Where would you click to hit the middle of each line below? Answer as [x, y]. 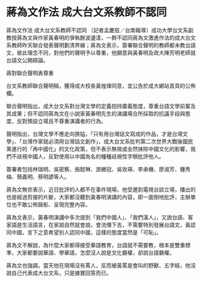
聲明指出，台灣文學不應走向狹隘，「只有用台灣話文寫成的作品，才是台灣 [94, 133]
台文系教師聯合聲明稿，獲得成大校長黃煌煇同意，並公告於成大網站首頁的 [96, 85]
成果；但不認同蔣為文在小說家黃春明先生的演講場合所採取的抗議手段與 [98, 113]
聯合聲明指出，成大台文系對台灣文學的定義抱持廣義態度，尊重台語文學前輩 [98, 106]
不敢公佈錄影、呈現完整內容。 [54, 204]
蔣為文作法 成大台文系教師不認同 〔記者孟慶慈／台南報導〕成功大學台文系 [97, 30]
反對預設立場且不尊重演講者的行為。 [61, 121]
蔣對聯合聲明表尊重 [30, 73]
